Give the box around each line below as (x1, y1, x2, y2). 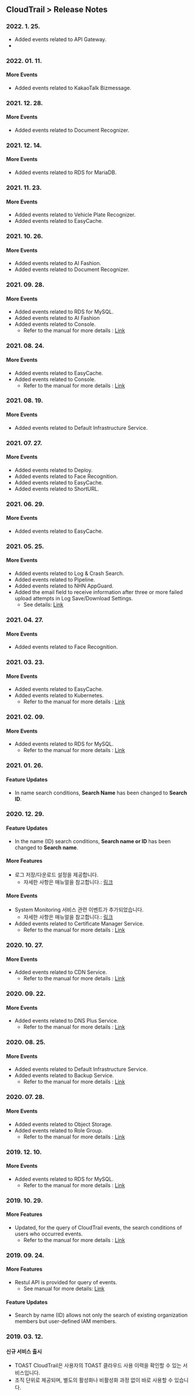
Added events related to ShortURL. (14, 485, 99, 492)
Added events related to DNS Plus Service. (14, 1017, 119, 1024)
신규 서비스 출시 (6, 1348, 42, 1355)
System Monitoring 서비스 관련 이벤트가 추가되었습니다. (14, 906, 144, 913)
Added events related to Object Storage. (14, 1120, 113, 1128)
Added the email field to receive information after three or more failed (14, 589, 183, 596)
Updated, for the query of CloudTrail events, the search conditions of (14, 1224, 182, 1231)
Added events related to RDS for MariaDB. (14, 169, 117, 176)
